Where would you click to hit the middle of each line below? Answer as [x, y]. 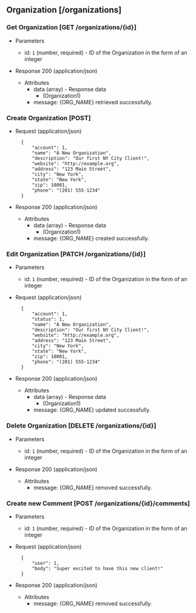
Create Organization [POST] [49, 118]
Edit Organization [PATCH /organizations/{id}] [76, 254]
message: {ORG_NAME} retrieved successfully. [93, 102]
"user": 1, [45, 563]
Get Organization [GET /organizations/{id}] [71, 27]
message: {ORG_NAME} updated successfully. [92, 410]
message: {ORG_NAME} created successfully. [91, 238]
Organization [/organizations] [64, 10]
